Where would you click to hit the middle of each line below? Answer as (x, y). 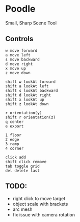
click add (16, 157)
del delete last (22, 171)
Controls (19, 39)
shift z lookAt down (27, 104)
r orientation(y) (24, 113)
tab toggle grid (22, 166)
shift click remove (26, 162)
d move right (19, 64)
